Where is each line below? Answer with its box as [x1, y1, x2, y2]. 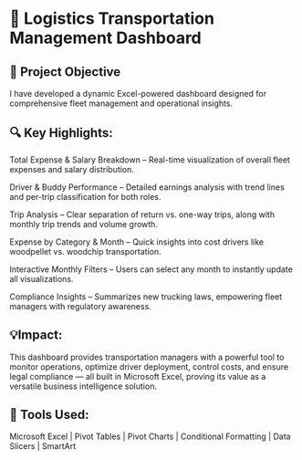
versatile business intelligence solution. [9, 381, 158, 392]
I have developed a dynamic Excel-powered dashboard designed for [9, 89, 267, 99]
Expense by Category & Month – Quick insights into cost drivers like [9, 236, 265, 247]
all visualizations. [9, 273, 74, 284]
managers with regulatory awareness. [9, 300, 152, 311]
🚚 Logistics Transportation [9, 8, 214, 29]
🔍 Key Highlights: [9, 125, 113, 141]
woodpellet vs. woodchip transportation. [9, 246, 161, 256]
